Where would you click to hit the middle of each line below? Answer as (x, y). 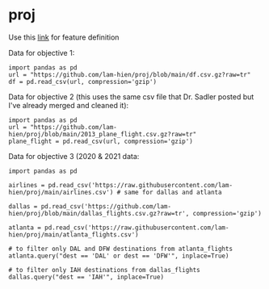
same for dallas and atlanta (173, 192)
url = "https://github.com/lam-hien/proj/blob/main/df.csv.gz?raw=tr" (130, 74)
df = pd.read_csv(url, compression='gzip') (83, 82)
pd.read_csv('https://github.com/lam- (106, 206)
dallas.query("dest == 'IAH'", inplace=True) (86, 277)
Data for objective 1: (42, 52)
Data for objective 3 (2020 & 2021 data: (74, 156)
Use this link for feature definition (64, 37)
